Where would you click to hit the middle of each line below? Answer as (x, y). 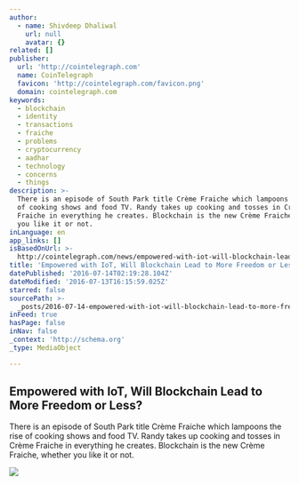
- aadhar (33, 158)
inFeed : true (33, 315)
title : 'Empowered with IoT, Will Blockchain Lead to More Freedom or (143, 266)
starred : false (37, 290)
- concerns (37, 174)
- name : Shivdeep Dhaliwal (67, 26)
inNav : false (33, 331)
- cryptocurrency (49, 149)
